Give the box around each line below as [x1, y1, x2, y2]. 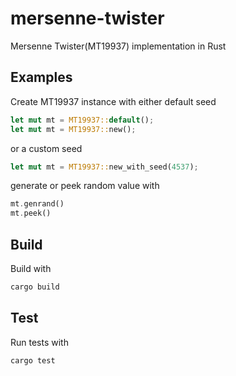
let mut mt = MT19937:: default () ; [10, 115, 155, 125]
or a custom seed [10, 142, 83, 154]
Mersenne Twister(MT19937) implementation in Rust [10, 40, 227, 52]
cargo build [10, 282, 60, 292]
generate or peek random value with [10, 180, 160, 192]
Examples [10, 69, 73, 86]
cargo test [10, 355, 56, 366]
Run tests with [10, 336, 69, 348]
